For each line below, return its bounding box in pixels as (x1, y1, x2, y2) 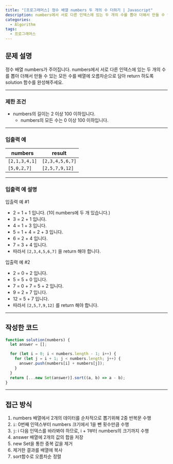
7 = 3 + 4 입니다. (12, 242, 48, 248)
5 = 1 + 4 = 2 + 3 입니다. (12, 229, 63, 235)
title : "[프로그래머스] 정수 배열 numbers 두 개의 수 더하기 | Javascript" (5, 7, 153, 13)
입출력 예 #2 (5, 259, 30, 265)
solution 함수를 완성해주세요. (5, 79, 63, 85)
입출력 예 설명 (5, 186, 38, 193)
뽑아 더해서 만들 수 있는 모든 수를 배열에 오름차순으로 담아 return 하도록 (10, 72, 154, 79)
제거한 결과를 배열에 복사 (12, 447, 63, 453)
